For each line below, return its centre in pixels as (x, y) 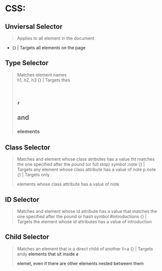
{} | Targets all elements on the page (49, 48)
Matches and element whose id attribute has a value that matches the (87, 211)
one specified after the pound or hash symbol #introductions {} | (82, 216)
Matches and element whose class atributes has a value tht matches (86, 159)
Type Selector (27, 63)
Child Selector (27, 237)
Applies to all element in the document (56, 38)
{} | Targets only (33, 175)
